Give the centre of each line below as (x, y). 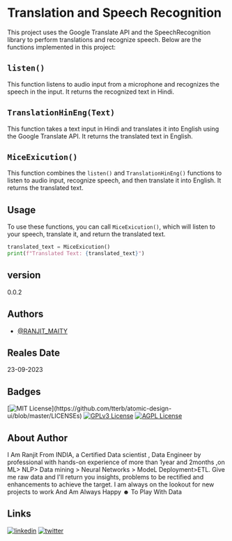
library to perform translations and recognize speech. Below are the (105, 39)
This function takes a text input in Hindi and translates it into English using (113, 129)
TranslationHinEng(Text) (61, 113)
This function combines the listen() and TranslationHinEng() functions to (115, 173)
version (24, 275)
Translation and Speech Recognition (114, 13)
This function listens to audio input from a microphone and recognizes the (113, 84)
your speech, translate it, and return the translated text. (86, 234)
